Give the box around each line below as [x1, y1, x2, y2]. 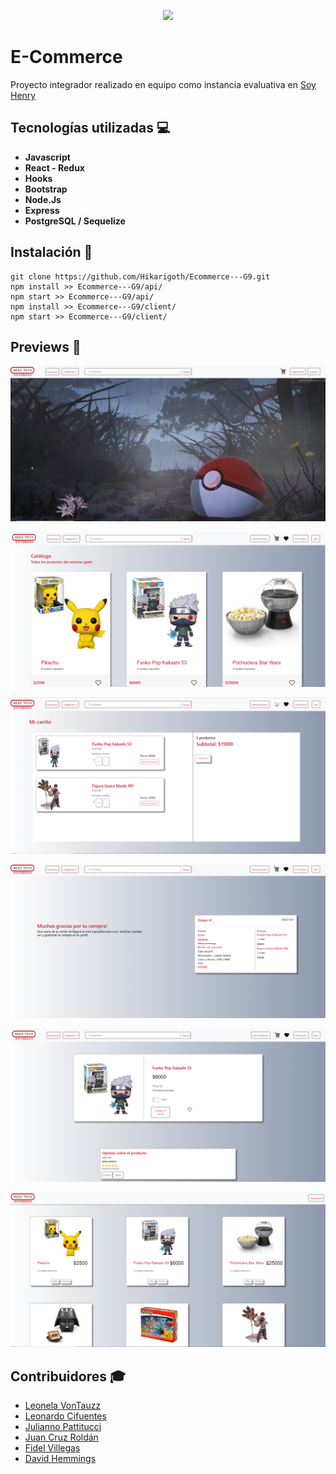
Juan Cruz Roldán [24, 1431, 99, 1444]
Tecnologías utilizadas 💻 [10, 120, 171, 137]
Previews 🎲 [10, 338, 82, 355]
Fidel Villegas [24, 1442, 81, 1454]
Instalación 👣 [10, 244, 93, 261]
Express [24, 204, 60, 216]
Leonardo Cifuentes [24, 1410, 107, 1422]
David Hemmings [24, 1453, 97, 1465]
